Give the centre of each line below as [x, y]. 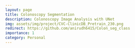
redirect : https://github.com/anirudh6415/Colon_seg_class [68, 28]
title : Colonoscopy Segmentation [40, 14]
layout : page [19, 10]
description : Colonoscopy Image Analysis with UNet [60, 19]
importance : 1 [20, 33]
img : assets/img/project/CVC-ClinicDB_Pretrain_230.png [64, 24]
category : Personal [25, 38]
